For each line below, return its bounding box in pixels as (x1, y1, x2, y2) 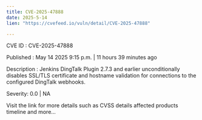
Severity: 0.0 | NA (6, 90, 50, 98)
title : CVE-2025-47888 (6, 8, 64, 15)
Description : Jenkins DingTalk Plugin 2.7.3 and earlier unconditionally (6, 65, 180, 73)
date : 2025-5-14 (6, 15, 47, 21)
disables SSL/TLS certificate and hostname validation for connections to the (6, 72, 197, 79)
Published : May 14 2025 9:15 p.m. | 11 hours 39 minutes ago (6, 54, 158, 61)
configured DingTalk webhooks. (6, 78, 86, 85)
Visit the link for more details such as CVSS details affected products (6, 102, 178, 109)
